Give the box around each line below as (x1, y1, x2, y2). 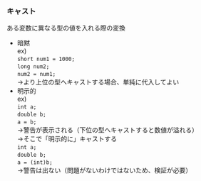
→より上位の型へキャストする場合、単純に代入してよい (16, 78, 180, 87)
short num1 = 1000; (16, 55, 76, 63)
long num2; (16, 63, 50, 70)
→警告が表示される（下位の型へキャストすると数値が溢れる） (16, 126, 199, 134)
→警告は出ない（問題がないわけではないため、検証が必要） (16, 166, 192, 175)
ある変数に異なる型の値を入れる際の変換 (6, 23, 125, 33)
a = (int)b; (16, 159, 53, 166)
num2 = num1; (16, 71, 56, 78)
